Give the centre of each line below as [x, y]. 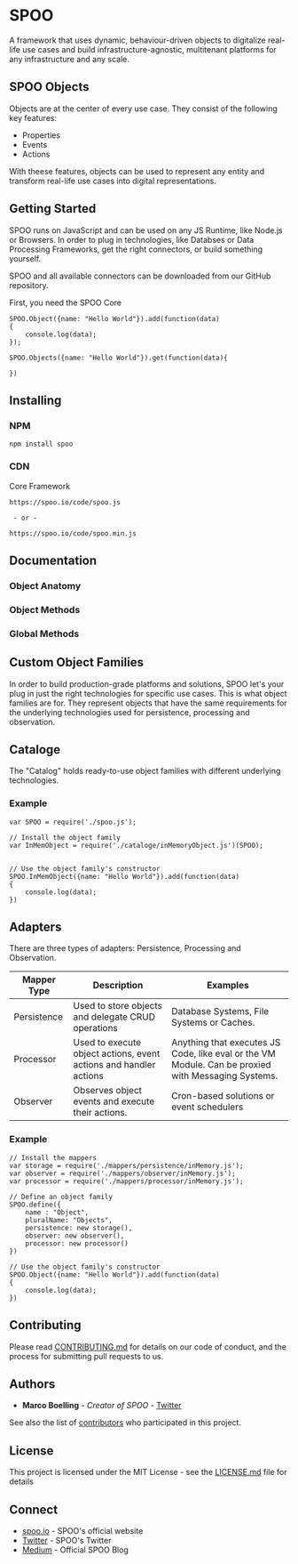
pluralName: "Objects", [69, 1220]
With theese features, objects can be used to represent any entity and [137, 171]
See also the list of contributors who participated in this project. [125, 1423]
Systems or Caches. [213, 1022]
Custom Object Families [77, 662]
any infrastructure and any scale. [70, 59]
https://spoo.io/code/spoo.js [65, 502]
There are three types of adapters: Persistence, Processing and [125, 948]
